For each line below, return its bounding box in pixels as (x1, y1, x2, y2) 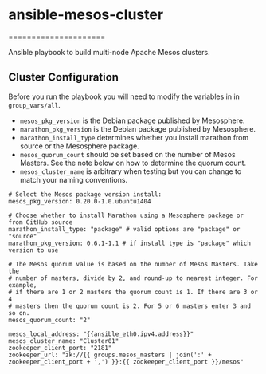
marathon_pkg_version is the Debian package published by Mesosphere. (19, 124, 256, 133)
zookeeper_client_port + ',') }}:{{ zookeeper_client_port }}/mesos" (8, 357, 244, 366)
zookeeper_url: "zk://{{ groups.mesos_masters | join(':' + (8, 351, 213, 359)
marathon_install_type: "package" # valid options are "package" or (8, 225, 241, 233)
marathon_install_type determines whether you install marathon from (19, 132, 249, 142)
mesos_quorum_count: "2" (8, 316, 91, 324)
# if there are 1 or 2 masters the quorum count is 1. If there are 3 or (8, 288, 259, 296)
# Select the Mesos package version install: (8, 190, 162, 199)
